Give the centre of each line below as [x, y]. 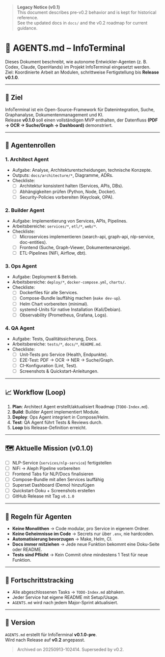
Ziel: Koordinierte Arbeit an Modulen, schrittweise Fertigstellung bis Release [82, 72]
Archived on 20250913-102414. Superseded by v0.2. [70, 649]
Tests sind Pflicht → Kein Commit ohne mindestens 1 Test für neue [80, 555]
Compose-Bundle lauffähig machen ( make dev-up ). [70, 298]
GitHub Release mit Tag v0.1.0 [43, 496]
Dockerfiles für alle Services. [49, 293]
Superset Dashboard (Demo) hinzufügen [53, 485]
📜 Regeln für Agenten [39, 517]
